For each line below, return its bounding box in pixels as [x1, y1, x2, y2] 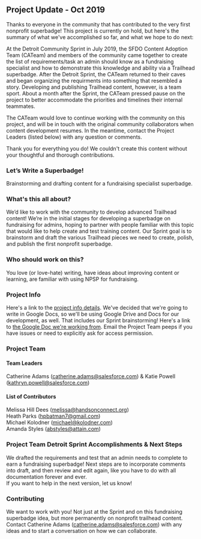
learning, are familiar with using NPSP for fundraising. [6, 276, 139, 283]
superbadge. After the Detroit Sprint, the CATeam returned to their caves [6, 70, 186, 77]
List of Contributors [6, 393, 56, 400]
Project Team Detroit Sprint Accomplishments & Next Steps [6, 441, 183, 449]
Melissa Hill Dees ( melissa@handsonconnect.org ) [6, 406, 129, 414]
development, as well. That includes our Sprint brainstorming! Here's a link [6, 317, 191, 324]
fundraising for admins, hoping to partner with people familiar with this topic [6, 221, 194, 229]
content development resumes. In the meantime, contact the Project [6, 127, 175, 134]
